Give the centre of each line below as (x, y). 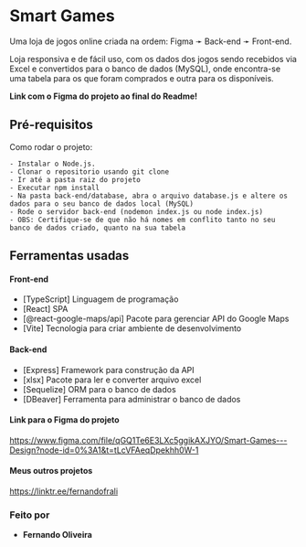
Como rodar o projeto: (51, 146)
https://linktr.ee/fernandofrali (64, 491)
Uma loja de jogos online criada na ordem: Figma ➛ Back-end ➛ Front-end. (151, 41)
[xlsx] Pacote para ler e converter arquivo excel (112, 380)
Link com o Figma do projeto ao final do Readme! (104, 96)
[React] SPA (45, 309)
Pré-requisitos (52, 125)
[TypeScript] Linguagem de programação (100, 299)
